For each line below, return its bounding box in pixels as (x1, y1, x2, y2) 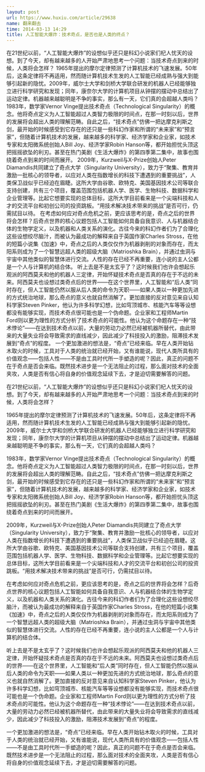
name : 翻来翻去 (6, 20, 41, 26)
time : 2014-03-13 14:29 (6, 26, 67, 32)
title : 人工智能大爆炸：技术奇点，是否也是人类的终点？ (6, 32, 130, 38)
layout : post (6, 9, 40, 15)
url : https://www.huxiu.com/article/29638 (6, 15, 116, 21)
